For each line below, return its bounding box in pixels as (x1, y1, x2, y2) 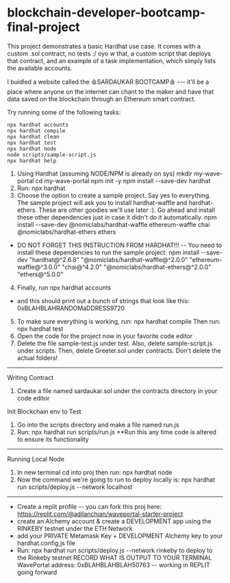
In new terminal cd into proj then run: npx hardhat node (16, 468, 172, 476)
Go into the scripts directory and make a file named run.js (16, 420, 179, 429)
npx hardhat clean (7, 133, 60, 140)
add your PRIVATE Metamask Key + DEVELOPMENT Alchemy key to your (16, 532, 223, 540)
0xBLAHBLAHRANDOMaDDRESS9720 (16, 304, 125, 312)
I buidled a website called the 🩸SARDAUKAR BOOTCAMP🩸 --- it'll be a (7, 78, 209, 86)
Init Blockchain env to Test (7, 407, 81, 416)
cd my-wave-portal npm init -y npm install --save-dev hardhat (35, 176, 211, 185)
